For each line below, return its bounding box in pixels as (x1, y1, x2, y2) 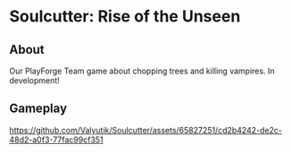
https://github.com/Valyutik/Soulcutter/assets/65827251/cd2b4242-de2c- (9, 124, 283, 135)
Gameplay (9, 101, 68, 116)
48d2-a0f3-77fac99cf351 (9, 134, 104, 145)
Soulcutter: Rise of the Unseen (9, 6, 241, 27)
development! (9, 75, 60, 86)
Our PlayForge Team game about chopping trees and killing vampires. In (9, 65, 275, 76)
